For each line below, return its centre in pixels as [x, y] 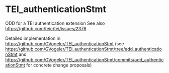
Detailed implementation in [33, 38]
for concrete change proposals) [59, 65]
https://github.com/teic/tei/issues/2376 [46, 28]
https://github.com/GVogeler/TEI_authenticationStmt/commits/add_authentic [84, 59]
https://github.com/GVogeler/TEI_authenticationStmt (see [65, 43]
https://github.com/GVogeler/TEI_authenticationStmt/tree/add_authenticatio [83, 49]
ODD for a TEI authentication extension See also [55, 23]
